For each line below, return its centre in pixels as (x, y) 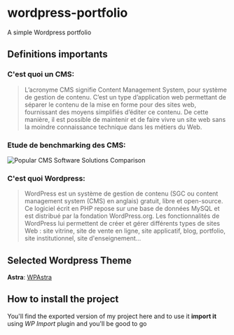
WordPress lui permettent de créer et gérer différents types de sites (122, 224)
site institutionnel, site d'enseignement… (83, 238)
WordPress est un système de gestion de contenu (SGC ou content (121, 193)
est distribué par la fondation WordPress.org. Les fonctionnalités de (122, 216)
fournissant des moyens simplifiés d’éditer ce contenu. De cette (116, 112)
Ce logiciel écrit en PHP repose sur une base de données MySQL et (122, 209)
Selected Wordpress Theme (69, 260)
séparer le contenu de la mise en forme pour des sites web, (110, 104)
